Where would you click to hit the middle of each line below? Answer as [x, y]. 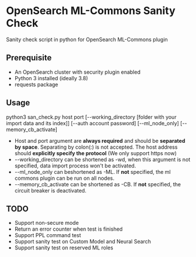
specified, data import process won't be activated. [75, 166]
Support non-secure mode [47, 223]
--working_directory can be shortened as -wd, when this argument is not [102, 159]
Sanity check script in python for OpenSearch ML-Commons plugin [87, 39]
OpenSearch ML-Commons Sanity [91, 11]
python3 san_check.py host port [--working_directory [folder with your [91, 117]
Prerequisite [29, 58]
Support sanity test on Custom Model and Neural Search [82, 242]
